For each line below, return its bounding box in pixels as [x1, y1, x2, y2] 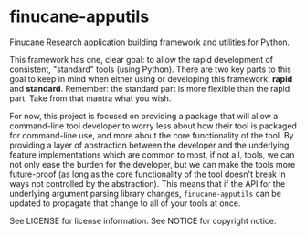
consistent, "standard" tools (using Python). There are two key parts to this [9, 64, 292, 75]
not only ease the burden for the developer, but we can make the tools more [9, 158, 296, 169]
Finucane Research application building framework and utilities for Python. [9, 36, 290, 47]
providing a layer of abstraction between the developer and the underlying [9, 139, 290, 150]
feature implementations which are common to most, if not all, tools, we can [9, 148, 295, 160]
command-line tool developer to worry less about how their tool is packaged [9, 120, 297, 131]
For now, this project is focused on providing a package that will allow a [9, 110, 279, 121]
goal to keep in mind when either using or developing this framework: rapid [9, 73, 293, 84]
